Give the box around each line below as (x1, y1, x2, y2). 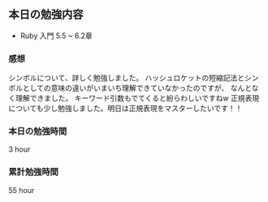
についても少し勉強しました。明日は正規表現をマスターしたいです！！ (8, 104, 243, 114)
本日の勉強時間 (8, 126, 67, 137)
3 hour (8, 144, 31, 154)
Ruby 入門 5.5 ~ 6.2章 (19, 31, 93, 41)
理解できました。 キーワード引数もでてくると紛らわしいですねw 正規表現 (15, 93, 260, 103)
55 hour (8, 185, 35, 195)
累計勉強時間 (8, 166, 59, 178)
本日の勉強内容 (8, 7, 84, 22)
